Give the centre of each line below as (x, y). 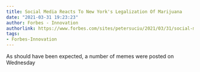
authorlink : (21, 28)
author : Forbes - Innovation (42, 23)
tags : (13, 34)
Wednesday (21, 62)
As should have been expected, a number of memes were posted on (90, 56)
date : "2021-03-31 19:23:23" (42, 17)
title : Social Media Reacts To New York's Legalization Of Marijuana (94, 12)
